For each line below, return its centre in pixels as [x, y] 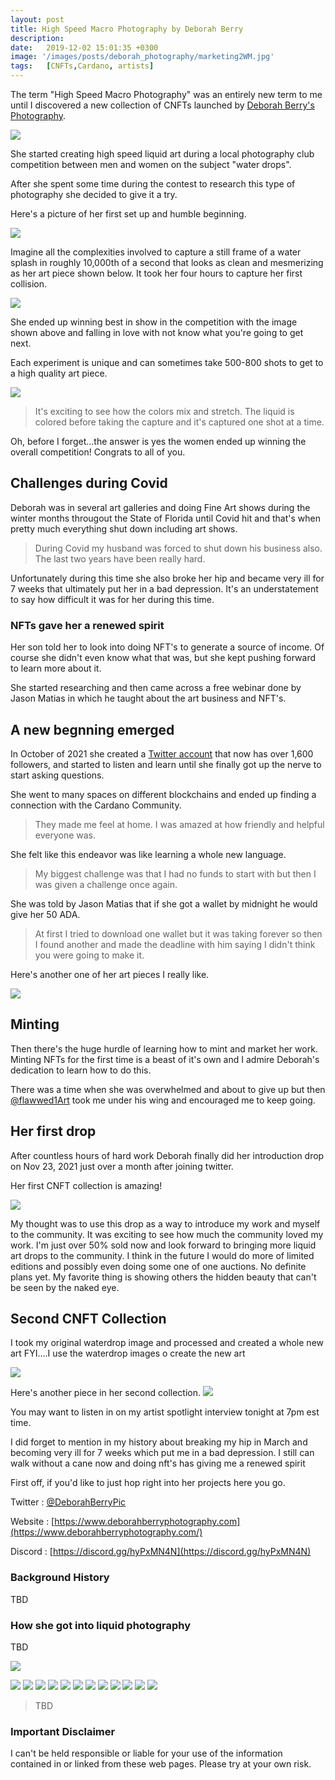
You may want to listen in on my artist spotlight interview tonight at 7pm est [165, 1412]
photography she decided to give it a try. [94, 194]
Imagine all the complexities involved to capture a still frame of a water [156, 252]
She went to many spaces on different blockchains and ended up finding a [163, 794]
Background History [60, 1578]
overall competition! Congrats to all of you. [98, 452]
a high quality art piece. [59, 373]
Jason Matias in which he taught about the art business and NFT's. [148, 698]
